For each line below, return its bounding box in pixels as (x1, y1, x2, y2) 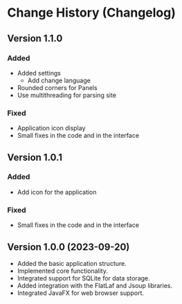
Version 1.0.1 (7, 151, 63, 163)
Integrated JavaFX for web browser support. (17, 289, 144, 297)
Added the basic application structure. (17, 259, 127, 267)
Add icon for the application (17, 188, 97, 196)
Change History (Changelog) (7, 5, 176, 21)
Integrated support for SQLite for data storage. (17, 274, 150, 282)
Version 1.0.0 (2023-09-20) (7, 241, 130, 253)
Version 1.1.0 (7, 33, 63, 44)
